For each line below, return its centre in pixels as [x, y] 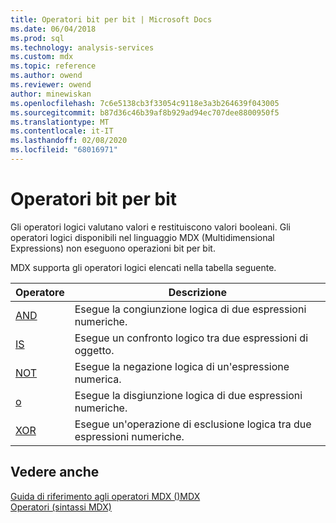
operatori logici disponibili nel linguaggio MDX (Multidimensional [142, 237]
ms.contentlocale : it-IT [62, 131]
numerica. [98, 379]
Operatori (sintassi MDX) [61, 507]
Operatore [40, 292]
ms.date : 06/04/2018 [53, 29]
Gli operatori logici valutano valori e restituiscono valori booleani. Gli [150, 227]
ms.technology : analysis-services [82, 47]
